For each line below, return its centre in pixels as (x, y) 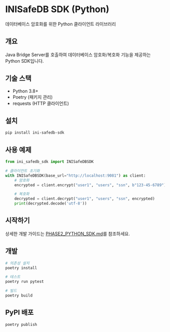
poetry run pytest (25, 282)
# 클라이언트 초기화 (23, 171)
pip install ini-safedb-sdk (35, 133)
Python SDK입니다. (25, 61)
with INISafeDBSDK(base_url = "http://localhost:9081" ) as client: (75, 176)
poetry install (21, 268)
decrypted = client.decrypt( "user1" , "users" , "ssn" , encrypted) (85, 199)
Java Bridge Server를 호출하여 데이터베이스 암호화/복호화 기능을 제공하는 (78, 55)
